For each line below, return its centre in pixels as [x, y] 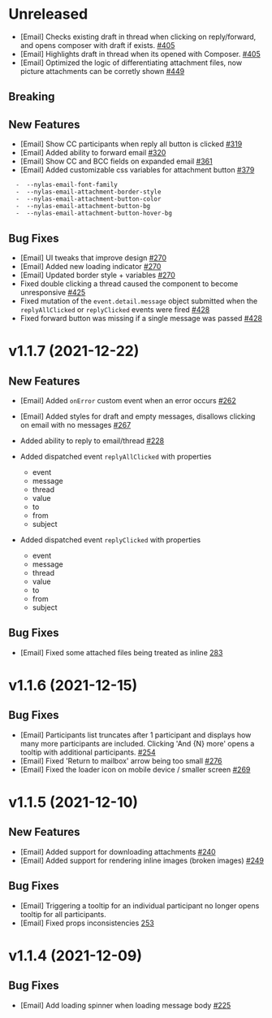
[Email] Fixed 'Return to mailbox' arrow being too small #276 [121, 760]
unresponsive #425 [53, 292]
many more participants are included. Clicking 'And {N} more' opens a [137, 743]
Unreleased [48, 14]
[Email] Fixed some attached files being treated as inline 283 [121, 652]
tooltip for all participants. [63, 914]
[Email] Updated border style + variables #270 [98, 275]
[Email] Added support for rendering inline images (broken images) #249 [142, 860]
